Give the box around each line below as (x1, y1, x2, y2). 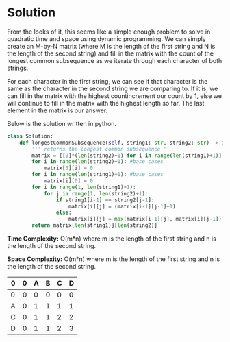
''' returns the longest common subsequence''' (31, 145, 170, 152)
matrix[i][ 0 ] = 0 (43, 178, 94, 184)
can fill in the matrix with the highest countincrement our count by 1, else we (7, 91, 222, 100)
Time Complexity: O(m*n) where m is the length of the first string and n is (7, 234, 217, 243)
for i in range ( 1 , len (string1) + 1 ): (31, 184, 136, 191)
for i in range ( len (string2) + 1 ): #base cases (31, 158, 164, 165)
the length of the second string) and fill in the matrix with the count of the (7, 49, 214, 58)
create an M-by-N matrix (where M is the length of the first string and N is (7, 42, 216, 50)
